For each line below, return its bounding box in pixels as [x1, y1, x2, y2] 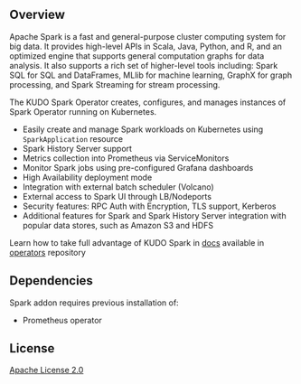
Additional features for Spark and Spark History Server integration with [22, 210, 287, 220]
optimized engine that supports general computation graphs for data [9, 50, 265, 61]
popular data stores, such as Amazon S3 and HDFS [22, 220, 214, 230]
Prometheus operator [22, 314, 102, 325]
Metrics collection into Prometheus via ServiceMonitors [22, 153, 230, 164]
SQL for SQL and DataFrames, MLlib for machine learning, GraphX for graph [9, 70, 293, 80]
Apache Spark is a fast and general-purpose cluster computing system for [9, 31, 287, 42]
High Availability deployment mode [22, 172, 153, 183]
